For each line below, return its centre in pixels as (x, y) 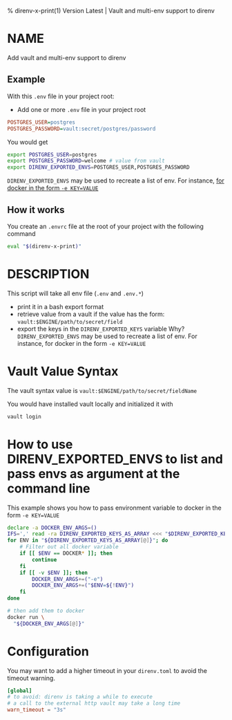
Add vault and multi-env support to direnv (67, 57)
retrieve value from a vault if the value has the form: (91, 314)
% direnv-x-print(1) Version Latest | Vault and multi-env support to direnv (111, 11)
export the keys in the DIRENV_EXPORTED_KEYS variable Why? (101, 329)
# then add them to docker (46, 611)
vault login (24, 416)
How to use (40, 444)
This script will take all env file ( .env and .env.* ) (75, 293)
